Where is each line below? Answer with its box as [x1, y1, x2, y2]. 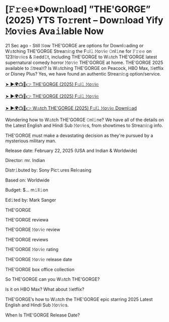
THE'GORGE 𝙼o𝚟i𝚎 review [5, 226, 61, 232]
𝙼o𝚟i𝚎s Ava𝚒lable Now [5, 26, 104, 37]
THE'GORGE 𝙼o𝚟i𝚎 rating [5, 246, 59, 252]
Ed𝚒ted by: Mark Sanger [5, 197, 57, 203]
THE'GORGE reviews [5, 236, 48, 243]
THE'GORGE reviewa [5, 216, 49, 222]
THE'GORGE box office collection [5, 266, 75, 272]
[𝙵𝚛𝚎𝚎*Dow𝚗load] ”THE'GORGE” [5, 4, 151, 15]
